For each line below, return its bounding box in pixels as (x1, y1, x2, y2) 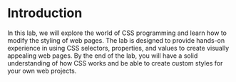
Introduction (7, 5, 83, 21)
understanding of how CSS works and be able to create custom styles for (7, 58, 223, 67)
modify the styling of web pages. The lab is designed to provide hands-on (7, 36, 225, 44)
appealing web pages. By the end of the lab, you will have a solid (7, 51, 198, 60)
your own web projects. (7, 66, 77, 75)
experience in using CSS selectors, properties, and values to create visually (7, 43, 230, 52)
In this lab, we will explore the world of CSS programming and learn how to (7, 29, 227, 37)
